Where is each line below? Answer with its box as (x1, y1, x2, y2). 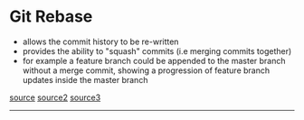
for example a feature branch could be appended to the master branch (22, 55, 287, 66)
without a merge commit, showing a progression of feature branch (22, 65, 271, 76)
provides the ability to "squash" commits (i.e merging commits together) (22, 45, 292, 56)
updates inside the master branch (22, 74, 148, 85)
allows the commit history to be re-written (22, 36, 179, 47)
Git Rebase (9, 6, 93, 27)
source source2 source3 (9, 92, 101, 103)
